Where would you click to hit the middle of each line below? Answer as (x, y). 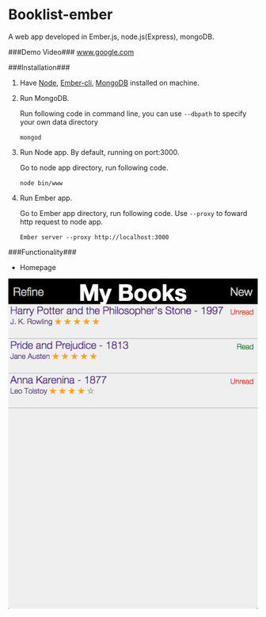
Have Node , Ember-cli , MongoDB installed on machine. (109, 83)
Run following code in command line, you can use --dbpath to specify (133, 114)
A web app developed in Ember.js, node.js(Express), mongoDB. (112, 37)
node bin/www (41, 183)
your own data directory (59, 121)
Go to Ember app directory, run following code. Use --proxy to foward (133, 213)
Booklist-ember (61, 15)
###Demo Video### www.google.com (71, 52)
